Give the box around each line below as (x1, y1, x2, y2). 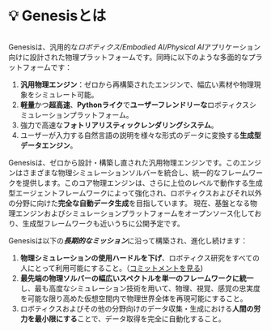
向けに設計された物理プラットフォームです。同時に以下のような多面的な (8, 52, 249, 62)
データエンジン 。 (19, 140, 78, 150)
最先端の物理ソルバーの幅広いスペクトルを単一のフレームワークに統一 (19, 273, 254, 283)
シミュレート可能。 (34, 89, 99, 99)
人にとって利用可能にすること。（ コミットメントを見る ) (19, 263, 204, 273)
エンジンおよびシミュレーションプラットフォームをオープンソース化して (15, 208, 255, 218)
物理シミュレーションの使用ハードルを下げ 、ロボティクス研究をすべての (19, 252, 260, 263)
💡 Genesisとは (8, 6, 107, 25)
